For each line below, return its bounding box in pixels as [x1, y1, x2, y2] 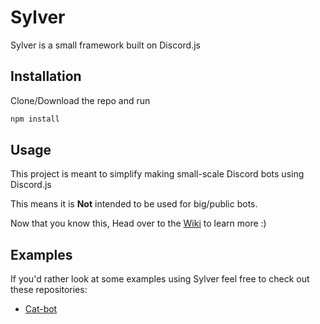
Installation [10, 68, 82, 85]
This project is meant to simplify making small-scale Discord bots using [10, 168, 305, 180]
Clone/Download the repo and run [10, 94, 151, 106]
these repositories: [10, 284, 88, 296]
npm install [10, 114, 60, 124]
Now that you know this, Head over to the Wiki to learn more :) [10, 217, 267, 230]
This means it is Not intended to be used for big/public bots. [10, 198, 258, 210]
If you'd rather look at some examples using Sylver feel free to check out [10, 273, 310, 285]
